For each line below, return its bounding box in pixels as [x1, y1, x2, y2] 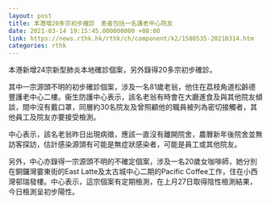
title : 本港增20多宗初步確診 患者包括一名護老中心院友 [8, 19, 173, 27]
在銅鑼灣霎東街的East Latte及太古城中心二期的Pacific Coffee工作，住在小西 [8, 167, 258, 177]
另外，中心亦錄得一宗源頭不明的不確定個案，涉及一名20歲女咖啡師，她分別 [8, 156, 258, 166]
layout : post [8, 11, 52, 20]
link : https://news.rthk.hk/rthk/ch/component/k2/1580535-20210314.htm [8, 34, 254, 43]
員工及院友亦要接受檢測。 [15, 112, 101, 122]
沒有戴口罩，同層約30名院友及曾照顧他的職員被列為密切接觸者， [35, 102, 251, 112]
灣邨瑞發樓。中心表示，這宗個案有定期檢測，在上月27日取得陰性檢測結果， [8, 177, 257, 186]
